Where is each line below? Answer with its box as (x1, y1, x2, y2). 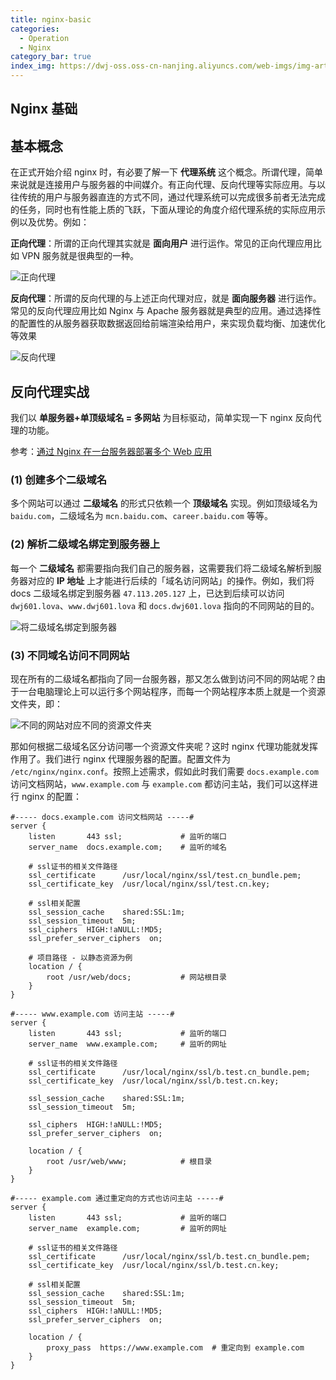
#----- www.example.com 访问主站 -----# (10, 1009, 175, 1019)
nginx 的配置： (21, 790, 83, 802)
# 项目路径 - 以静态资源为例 (28, 952, 133, 963)
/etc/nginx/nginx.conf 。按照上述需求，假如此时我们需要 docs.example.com (10, 765, 319, 777)
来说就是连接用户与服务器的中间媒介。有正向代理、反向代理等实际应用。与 (10, 179, 317, 191)
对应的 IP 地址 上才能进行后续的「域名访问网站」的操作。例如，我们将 (27, 574, 315, 586)
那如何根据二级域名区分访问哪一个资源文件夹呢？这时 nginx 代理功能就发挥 (10, 740, 319, 752)
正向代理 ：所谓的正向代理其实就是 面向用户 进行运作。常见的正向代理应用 (10, 237, 313, 250)
